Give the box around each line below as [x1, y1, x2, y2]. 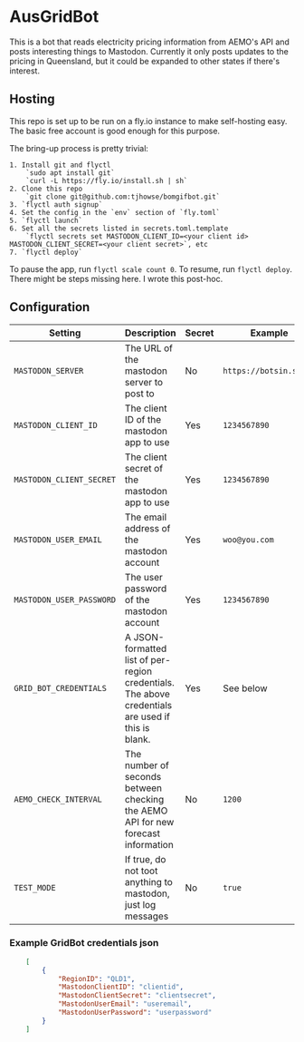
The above [125, 687, 170, 700]
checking [125, 793, 165, 805]
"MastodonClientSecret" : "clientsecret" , [57, 991, 217, 1000]
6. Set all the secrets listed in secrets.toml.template [9, 224, 229, 233]
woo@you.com [223, 534, 274, 545]
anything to [125, 875, 174, 888]
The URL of [125, 342, 174, 355]
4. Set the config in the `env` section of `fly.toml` [9, 208, 221, 217]
